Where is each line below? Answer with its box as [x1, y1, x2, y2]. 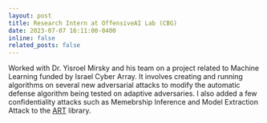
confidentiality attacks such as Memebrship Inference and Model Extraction [8, 97, 259, 107]
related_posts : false [8, 42, 81, 50]
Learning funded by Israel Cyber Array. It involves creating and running [8, 72, 243, 81]
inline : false [8, 34, 56, 42]
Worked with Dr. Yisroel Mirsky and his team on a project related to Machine [8, 63, 259, 73]
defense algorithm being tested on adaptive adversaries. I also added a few [8, 89, 258, 98]
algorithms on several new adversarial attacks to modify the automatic [8, 81, 241, 90]
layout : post [8, 11, 52, 20]
